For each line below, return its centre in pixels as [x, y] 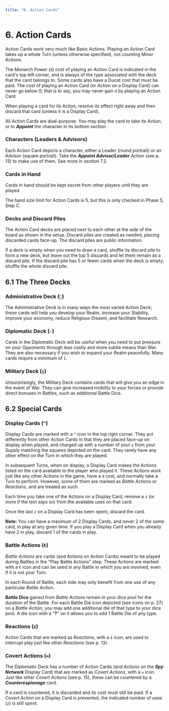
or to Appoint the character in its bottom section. [56, 126]
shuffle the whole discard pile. [37, 266]
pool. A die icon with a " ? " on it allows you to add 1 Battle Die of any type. [81, 613]
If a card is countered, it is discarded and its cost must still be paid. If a [79, 693]
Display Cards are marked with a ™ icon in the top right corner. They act [79, 434]
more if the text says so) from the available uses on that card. [69, 502]
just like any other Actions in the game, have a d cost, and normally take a [81, 476]
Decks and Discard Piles [36, 219]
